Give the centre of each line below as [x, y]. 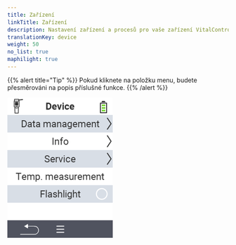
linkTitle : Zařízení [38, 22]
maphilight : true [33, 60]
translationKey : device [42, 37]
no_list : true [28, 52]
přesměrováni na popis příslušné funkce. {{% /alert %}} [88, 87]
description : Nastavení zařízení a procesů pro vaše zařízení [100, 29]
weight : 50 [23, 45]
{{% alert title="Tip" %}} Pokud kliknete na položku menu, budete [103, 80]
